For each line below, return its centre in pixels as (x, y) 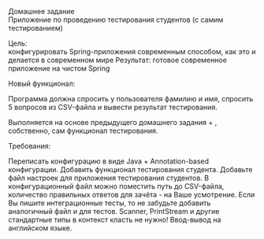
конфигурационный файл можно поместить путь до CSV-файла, (116, 186)
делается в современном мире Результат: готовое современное (117, 60)
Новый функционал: (42, 83)
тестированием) (35, 28)
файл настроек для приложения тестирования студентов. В (109, 178)
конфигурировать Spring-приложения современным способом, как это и (132, 51)
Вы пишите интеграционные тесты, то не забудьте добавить (110, 203)
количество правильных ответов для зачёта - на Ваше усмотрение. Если (132, 195)
